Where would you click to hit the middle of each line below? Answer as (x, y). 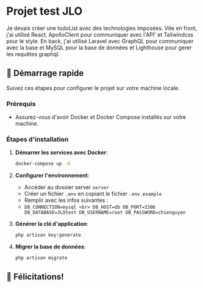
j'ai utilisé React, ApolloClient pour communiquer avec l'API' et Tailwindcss (100, 34)
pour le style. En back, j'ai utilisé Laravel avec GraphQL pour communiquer (100, 41)
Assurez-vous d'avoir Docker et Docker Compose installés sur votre (101, 117)
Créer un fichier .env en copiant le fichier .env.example (93, 194)
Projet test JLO (45, 11)
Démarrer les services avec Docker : (61, 153)
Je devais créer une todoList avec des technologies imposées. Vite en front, (102, 28)
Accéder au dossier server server (66, 187)
